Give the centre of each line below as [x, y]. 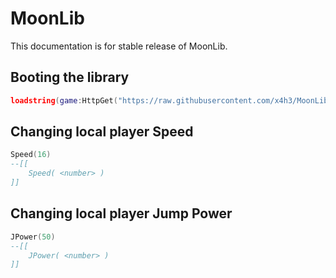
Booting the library [70, 77]
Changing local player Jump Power [121, 213]
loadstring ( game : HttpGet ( [64, 100]
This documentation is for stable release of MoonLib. [119, 46]
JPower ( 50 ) [33, 237]
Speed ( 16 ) [31, 155]
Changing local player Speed [102, 132]
